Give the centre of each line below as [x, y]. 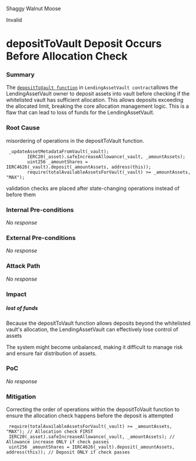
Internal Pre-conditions [40, 210]
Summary [21, 75]
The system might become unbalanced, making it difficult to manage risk [94, 347]
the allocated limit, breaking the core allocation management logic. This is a [98, 106]
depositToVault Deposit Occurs [84, 44]
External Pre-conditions [41, 238]
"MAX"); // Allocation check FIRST [50, 432]
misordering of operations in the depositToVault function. [75, 140]
